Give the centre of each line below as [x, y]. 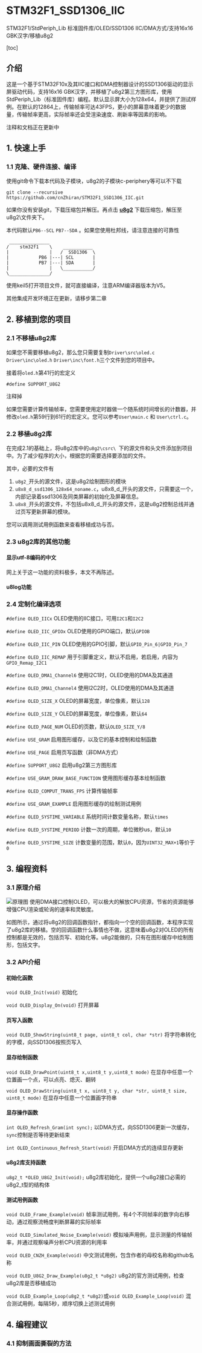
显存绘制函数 [22, 1058]
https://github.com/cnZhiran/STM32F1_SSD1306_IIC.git [75, 198]
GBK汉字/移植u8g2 [30, 35]
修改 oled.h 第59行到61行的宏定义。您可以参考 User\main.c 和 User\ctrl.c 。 [99, 417]
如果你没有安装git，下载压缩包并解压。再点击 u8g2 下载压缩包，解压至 [94, 210]
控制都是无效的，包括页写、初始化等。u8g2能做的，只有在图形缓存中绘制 [97, 937]
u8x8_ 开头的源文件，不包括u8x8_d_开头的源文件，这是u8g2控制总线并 [102, 504]
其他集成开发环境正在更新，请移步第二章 [56, 298]
